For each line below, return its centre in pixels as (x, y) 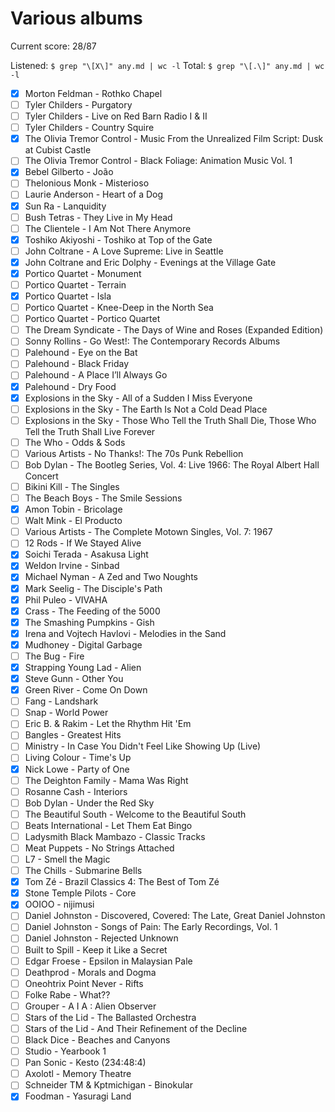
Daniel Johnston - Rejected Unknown (101, 938)
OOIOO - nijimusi (59, 904)
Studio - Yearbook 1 (65, 1051)
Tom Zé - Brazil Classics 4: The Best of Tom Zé (122, 882)
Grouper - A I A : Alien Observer (90, 1006)
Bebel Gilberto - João (69, 172)
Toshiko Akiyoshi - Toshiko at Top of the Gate (118, 239)
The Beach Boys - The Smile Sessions (103, 498)
